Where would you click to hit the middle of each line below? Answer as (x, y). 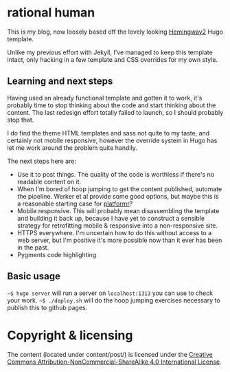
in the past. (33, 247)
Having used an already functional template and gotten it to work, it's (105, 98)
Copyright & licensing (70, 335)
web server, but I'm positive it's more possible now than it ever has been (119, 240)
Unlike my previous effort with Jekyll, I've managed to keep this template (110, 52)
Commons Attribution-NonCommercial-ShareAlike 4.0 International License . (114, 362)
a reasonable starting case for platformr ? (75, 204)
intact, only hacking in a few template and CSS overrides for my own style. (113, 59)
